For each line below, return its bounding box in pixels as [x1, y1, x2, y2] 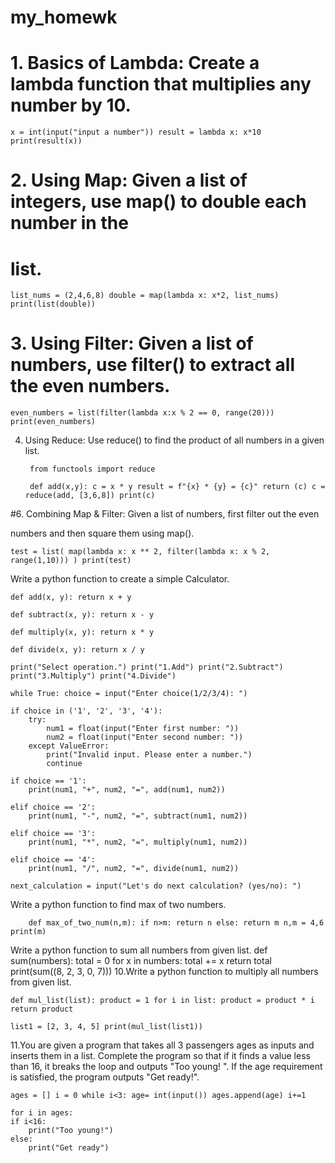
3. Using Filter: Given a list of [10, 332, 254, 355]
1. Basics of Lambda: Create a [10, 52, 260, 75]
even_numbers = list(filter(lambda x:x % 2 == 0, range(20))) [10, 408, 275, 418]
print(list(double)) [10, 299, 97, 310]
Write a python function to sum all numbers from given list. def [10, 944, 268, 956]
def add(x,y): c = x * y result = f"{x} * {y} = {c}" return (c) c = [29, 482, 326, 492]
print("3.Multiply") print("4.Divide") [10, 671, 177, 681]
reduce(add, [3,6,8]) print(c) [24, 491, 156, 501]
